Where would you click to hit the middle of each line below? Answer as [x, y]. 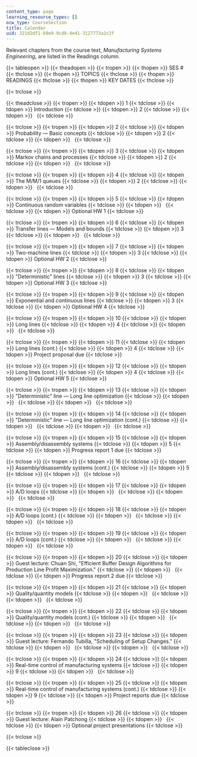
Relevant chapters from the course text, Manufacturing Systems [84, 50]
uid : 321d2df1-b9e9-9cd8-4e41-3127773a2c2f [60, 34]
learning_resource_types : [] [42, 17]
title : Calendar [26, 28]
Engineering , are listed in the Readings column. [63, 56]
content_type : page [30, 11]
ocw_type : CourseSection [36, 22]
